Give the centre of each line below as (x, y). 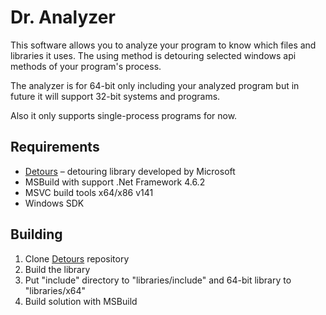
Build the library (57, 269)
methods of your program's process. (86, 66)
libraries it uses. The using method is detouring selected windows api (153, 55)
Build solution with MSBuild (81, 301)
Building (36, 234)
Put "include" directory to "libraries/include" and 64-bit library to (158, 280)
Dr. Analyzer (63, 17)
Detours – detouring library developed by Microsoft (130, 171)
